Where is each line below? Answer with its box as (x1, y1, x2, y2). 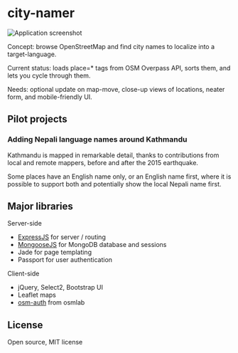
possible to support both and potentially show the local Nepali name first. (7, 179, 222, 188)
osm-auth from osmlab (17, 298, 85, 307)
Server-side (7, 219, 43, 228)
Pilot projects (7, 113, 67, 125)
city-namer (7, 5, 75, 21)
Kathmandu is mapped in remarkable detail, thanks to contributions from (7, 151, 220, 159)
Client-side (7, 269, 40, 278)
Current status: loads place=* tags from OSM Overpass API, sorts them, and (7, 63, 231, 72)
